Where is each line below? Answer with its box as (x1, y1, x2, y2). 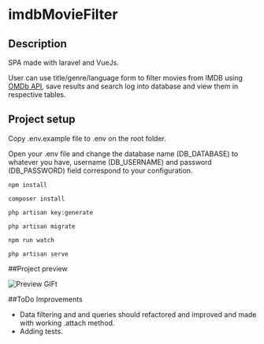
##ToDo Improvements (8, 294, 83, 304)
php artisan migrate (8, 222, 76, 230)
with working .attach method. (19, 318, 115, 327)
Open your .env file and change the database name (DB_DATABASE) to (8, 148, 239, 159)
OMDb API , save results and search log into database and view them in (8, 81, 239, 91)
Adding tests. (19, 326, 63, 336)
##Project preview (8, 264, 69, 273)
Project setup (8, 113, 76, 126)
